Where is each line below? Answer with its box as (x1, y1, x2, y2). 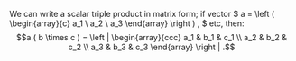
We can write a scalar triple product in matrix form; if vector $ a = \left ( (9, 9, 275, 19)
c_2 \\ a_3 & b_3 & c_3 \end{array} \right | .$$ (68, 41, 236, 52)
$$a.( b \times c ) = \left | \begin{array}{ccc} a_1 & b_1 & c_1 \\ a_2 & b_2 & (16, 32, 287, 42)
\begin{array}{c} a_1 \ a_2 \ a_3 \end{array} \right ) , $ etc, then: (9, 18, 245, 29)
